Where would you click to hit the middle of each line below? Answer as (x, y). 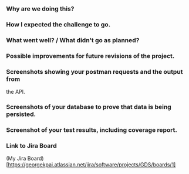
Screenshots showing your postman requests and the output (95, 71)
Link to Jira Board (31, 145)
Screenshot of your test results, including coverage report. (92, 129)
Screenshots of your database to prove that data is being (89, 107)
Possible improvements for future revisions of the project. (90, 56)
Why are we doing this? (40, 9)
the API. (16, 91)
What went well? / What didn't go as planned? (73, 40)
